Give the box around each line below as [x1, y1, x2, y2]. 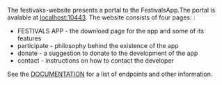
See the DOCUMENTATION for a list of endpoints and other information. [7, 70, 213, 78]
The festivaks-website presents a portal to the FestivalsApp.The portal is [7, 6, 216, 14]
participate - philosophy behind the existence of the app [17, 42, 179, 49]
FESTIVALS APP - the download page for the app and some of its [17, 27, 204, 35]
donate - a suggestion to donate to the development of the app [17, 49, 198, 57]
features [17, 34, 42, 42]
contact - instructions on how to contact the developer [17, 56, 174, 65]
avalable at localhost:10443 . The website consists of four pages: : [7, 13, 196, 22]
